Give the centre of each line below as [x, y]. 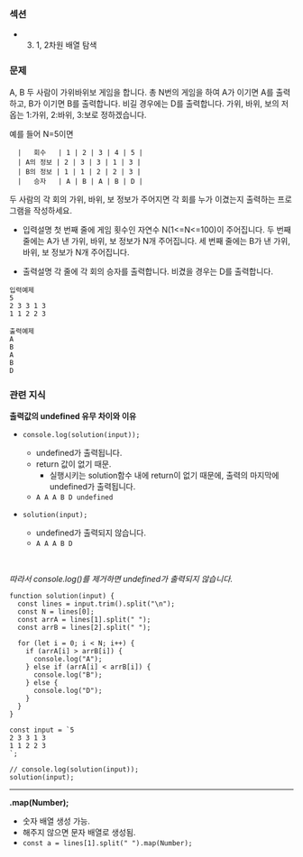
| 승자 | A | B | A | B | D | [80, 181]
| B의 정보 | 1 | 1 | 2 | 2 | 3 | [79, 172]
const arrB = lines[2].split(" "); [84, 627]
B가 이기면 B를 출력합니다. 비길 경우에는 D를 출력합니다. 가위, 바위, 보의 [154, 103]
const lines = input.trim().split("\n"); [96, 604]
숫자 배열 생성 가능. [56, 821]
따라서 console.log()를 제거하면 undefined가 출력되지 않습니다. [121, 579]
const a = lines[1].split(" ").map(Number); [107, 843]
